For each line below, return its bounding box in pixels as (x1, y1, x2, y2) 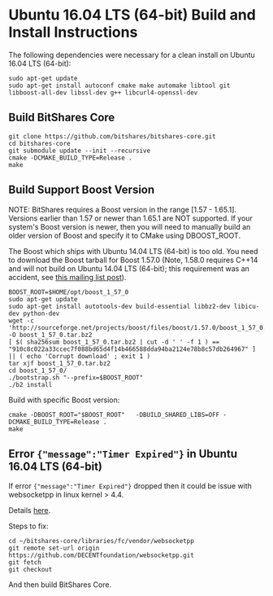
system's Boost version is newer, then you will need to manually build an (8, 221, 251, 231)
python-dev (23, 309, 60, 318)
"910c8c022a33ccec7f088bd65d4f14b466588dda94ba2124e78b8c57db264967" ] (8, 344, 256, 353)
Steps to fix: (8, 521, 49, 531)
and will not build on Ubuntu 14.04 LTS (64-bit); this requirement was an (8, 263, 250, 274)
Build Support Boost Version (8, 183, 155, 197)
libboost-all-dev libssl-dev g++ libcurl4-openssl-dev (8, 88, 198, 97)
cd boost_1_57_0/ (8, 366, 67, 375)
